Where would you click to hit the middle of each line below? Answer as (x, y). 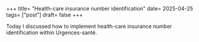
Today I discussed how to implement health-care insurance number (89, 26)
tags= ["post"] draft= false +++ (45, 15)
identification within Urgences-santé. (52, 33)
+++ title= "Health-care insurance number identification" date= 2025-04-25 (100, 9)
